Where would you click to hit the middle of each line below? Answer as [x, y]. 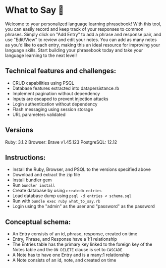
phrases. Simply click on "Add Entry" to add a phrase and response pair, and [83, 34]
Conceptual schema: [38, 222]
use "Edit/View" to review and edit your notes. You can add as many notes [81, 40]
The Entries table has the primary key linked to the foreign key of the [82, 244]
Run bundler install [34, 185]
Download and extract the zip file [46, 175]
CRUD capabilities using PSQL [43, 83]
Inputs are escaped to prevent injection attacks [60, 99]
